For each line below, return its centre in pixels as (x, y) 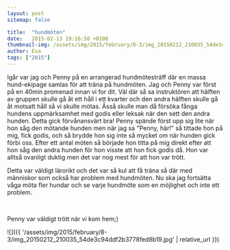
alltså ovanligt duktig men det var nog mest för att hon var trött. (97, 157)
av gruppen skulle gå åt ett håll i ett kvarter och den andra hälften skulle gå (113, 99)
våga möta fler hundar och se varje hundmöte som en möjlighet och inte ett (113, 185)
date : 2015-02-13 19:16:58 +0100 (58, 38)
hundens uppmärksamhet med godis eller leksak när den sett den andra (108, 113)
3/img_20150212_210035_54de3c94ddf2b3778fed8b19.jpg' (91, 239)
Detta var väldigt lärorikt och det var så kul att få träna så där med (100, 170)
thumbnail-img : (29, 45)
